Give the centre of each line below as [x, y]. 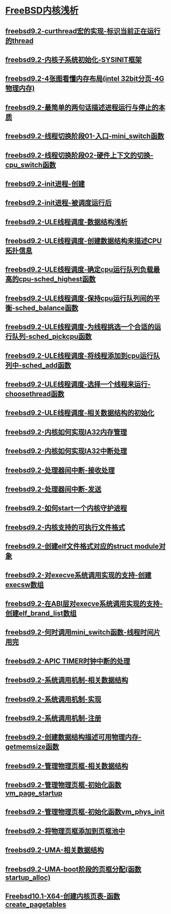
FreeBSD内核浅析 [42, 11]
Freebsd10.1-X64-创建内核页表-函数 [63, 896]
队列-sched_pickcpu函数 [52, 337]
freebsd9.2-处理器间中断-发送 [53, 489]
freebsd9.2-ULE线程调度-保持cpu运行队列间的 [79, 298]
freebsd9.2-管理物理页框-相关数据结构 [67, 766]
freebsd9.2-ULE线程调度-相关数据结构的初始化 [80, 413]
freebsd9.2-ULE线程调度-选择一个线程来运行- [78, 385]
